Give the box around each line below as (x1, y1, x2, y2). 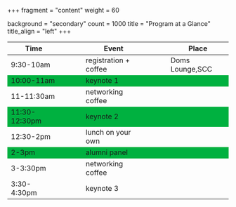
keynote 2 (85, 112, 119, 121)
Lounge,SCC (170, 65, 213, 74)
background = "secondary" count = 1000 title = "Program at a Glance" (7, 20, 211, 27)
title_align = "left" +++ (7, 27, 72, 35)
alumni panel (85, 147, 129, 157)
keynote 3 (85, 184, 119, 193)
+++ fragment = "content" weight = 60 (7, 6, 119, 14)
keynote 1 (85, 76, 119, 85)
